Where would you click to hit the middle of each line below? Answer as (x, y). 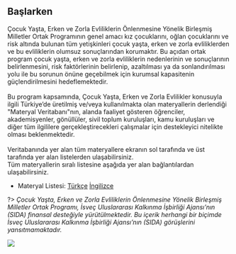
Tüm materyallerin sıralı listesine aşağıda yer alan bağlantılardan (101, 164)
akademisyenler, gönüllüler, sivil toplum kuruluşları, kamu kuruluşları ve (111, 119)
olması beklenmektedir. (41, 134)
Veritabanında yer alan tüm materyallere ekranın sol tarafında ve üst (106, 149)
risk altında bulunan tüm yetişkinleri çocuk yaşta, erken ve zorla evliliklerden (118, 44)
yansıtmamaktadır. (35, 229)
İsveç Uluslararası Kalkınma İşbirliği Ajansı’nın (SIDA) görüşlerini (101, 222)
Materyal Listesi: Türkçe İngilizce (66, 186)
